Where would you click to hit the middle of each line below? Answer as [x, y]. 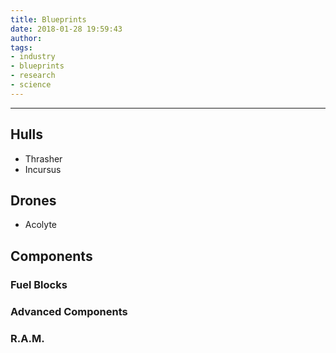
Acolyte [40, 225]
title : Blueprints [48, 19]
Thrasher [43, 158]
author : [26, 38]
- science [31, 85]
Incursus [43, 169]
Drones [33, 200]
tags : [21, 47]
